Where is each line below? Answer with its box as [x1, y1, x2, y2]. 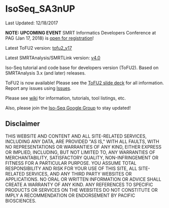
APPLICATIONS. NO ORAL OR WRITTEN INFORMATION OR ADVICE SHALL [5, 176, 161, 182]
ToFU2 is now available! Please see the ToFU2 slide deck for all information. [5, 80, 164, 86]
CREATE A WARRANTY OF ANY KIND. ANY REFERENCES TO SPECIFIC [5, 181, 153, 188]
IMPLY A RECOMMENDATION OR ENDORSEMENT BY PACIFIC [5, 192, 136, 198]
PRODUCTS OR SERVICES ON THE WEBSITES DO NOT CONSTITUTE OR [5, 187, 158, 193]
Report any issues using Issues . [5, 85, 72, 91]
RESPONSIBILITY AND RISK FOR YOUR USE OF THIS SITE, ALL [5, 165, 138, 171]
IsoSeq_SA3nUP [5, 3, 75, 15]
